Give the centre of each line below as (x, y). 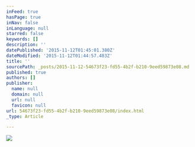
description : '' (26, 45)
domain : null (28, 94)
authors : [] (21, 78)
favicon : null (29, 105)
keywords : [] (22, 39)
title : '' (18, 61)
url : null (23, 100)
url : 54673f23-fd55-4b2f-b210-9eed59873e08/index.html (75, 111)
